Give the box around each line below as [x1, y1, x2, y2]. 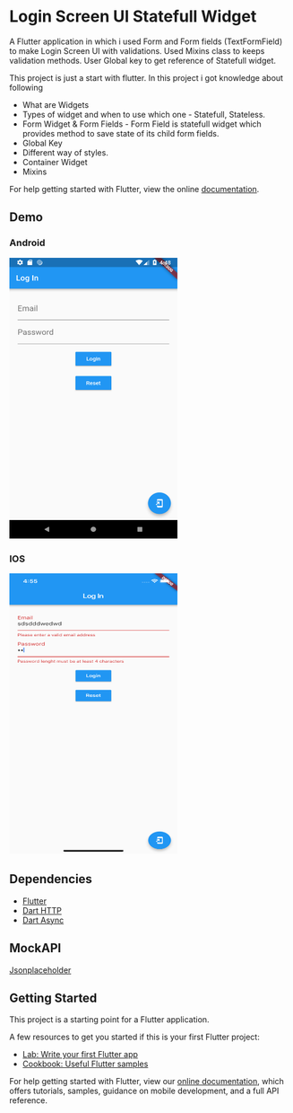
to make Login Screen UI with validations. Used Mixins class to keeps [9, 45, 265, 56]
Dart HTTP [22, 905, 63, 915]
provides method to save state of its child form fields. [22, 128, 220, 138]
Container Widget [22, 156, 88, 167]
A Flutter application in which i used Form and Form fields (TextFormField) [9, 36, 283, 47]
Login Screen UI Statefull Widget [9, 6, 257, 27]
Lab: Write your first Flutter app [22, 1049, 139, 1060]
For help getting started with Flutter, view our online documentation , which [9, 1076, 285, 1087]
